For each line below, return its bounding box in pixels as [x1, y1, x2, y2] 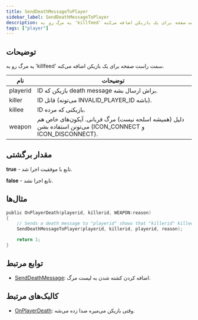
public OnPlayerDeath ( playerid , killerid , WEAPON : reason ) [6, 210, 151, 216]
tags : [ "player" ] [6, 25, 49, 31]
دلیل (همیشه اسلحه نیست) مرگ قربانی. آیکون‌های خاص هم [37, 116, 184, 124]
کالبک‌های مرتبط [6, 291, 59, 301]
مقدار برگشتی [6, 150, 52, 160]
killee [9, 105, 24, 114]
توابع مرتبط [6, 259, 43, 269]
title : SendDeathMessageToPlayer [6, 8, 88, 15]
